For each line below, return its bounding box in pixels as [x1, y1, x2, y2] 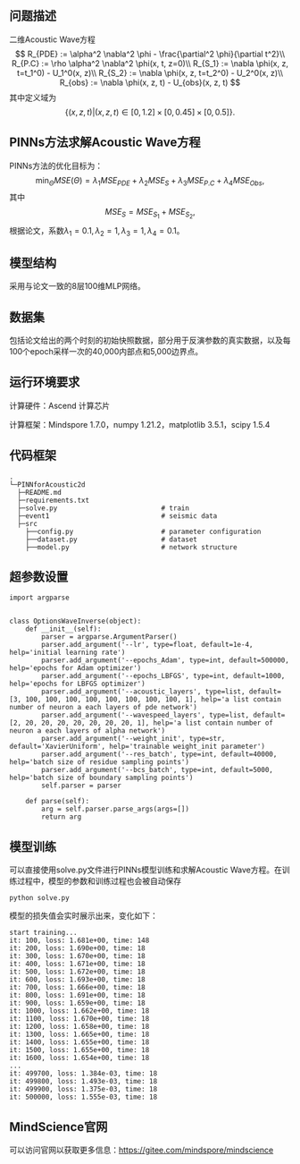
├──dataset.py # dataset [25, 535, 198, 544]
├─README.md [17, 488, 62, 497]
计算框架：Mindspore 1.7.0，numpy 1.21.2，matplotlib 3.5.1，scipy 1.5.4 [9, 419, 271, 429]
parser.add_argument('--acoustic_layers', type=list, [41, 687, 246, 696]
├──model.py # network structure [25, 542, 238, 552]
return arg [41, 812, 82, 821]
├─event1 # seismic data [17, 511, 218, 521]
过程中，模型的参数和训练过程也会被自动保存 [16, 876, 181, 887]
